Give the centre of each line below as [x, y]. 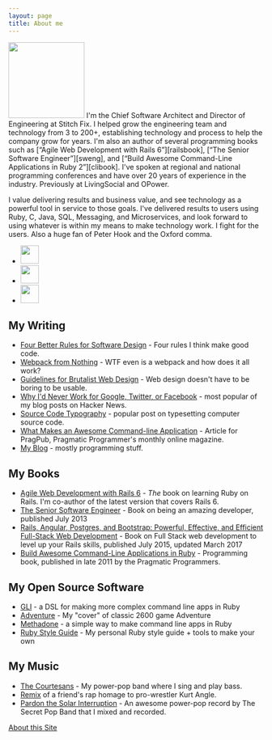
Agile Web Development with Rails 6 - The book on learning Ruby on [134, 493]
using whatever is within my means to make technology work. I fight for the [134, 225]
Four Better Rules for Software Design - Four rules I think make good [134, 345]
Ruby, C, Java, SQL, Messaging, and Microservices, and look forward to [128, 217]
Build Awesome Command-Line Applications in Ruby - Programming [134, 553]
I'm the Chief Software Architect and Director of [166, 115]
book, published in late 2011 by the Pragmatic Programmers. [120, 562]
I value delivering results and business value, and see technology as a [125, 200]
